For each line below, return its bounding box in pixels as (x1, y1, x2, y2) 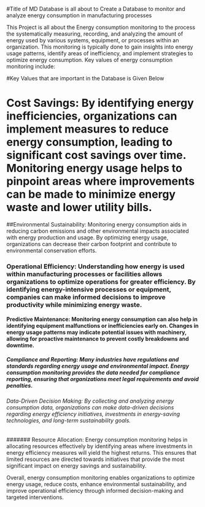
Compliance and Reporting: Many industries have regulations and (6, 356, 179, 363)
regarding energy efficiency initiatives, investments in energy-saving (6, 411, 180, 418)
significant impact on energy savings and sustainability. (6, 462, 147, 470)
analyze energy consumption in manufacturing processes (6, 12, 152, 19)
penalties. (6, 382, 33, 389)
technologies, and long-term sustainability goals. (6, 417, 131, 424)
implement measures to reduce (6, 122, 169, 136)
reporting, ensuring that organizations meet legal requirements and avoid (6, 376, 199, 383)
